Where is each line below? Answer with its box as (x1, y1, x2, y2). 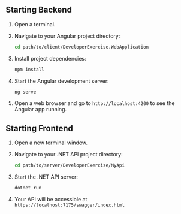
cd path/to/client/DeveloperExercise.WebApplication (14, 44, 149, 50)
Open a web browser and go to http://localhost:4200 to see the (14, 100, 175, 107)
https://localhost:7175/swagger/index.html (14, 202, 125, 208)
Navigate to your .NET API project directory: (14, 151, 123, 158)
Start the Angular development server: (14, 77, 109, 85)
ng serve (14, 89, 37, 95)
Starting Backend (5, 5, 73, 15)
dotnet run (14, 185, 42, 191)
